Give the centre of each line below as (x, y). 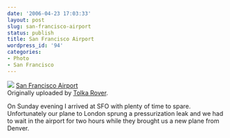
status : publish (30, 33)
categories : (24, 52)
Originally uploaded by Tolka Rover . (58, 92)
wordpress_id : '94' (35, 46)
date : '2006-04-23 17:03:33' (49, 13)
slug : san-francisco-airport (49, 26)
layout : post (26, 20)
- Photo (18, 59)
